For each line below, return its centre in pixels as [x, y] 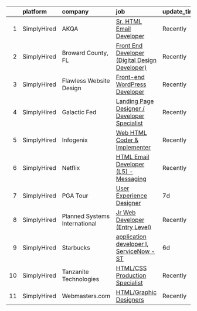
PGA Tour [75, 196]
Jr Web [126, 212]
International [79, 223]
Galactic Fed [79, 112]
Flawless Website [86, 81]
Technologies [81, 279]
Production [131, 276]
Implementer [133, 147]
